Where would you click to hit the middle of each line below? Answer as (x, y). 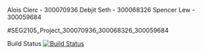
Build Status (24, 43)
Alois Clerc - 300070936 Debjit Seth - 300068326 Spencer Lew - (101, 10)
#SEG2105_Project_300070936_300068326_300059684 (88, 30)
